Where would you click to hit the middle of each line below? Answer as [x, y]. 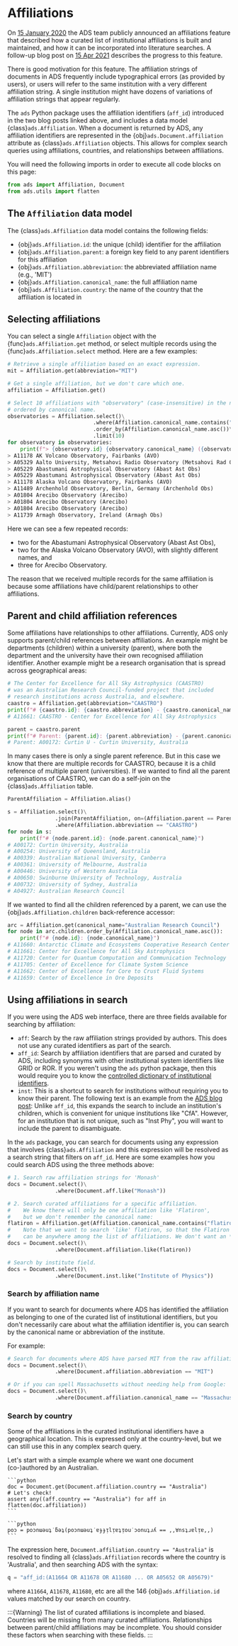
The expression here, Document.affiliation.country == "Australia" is [110, 1550]
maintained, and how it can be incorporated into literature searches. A [109, 47]
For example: [27, 1346]
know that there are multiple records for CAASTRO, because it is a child [112, 764]
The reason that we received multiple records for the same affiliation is [110, 578]
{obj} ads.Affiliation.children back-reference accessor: [91, 912]
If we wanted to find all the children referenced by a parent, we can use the [117, 904]
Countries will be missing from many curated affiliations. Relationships [110, 1620]
